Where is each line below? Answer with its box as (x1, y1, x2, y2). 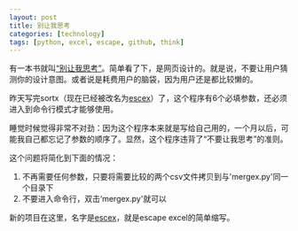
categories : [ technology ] (9, 29, 105, 38)
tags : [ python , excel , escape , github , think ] (9, 37, 184, 47)
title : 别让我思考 (9, 21, 71, 30)
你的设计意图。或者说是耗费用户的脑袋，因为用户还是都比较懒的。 (16, 74, 258, 85)
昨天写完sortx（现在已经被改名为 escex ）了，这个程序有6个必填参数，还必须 (9, 93, 288, 104)
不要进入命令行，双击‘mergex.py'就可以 (21, 194, 167, 204)
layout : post (9, 12, 58, 22)
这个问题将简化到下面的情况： (9, 152, 118, 164)
